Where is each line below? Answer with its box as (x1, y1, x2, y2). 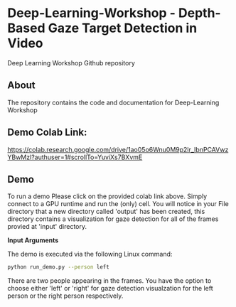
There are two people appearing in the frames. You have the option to (7, 276, 212, 285)
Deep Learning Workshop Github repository (7, 58, 135, 67)
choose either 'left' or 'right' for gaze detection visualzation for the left (7, 284, 213, 293)
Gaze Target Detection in (48, 20, 198, 36)
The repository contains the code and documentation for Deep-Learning (7, 98, 220, 107)
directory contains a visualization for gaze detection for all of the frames (7, 215, 219, 223)
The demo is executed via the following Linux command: (7, 250, 173, 259)
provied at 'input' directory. (7, 222, 87, 231)
